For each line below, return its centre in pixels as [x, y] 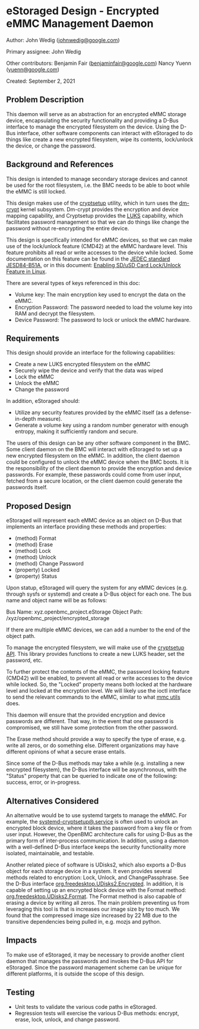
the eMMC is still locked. [36, 191]
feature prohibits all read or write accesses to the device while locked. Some [100, 252]
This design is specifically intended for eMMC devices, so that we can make [99, 240]
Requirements [33, 338]
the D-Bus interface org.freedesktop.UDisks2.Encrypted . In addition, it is [95, 884]
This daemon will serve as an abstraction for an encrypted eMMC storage [96, 114]
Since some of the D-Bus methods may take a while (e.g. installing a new [96, 764]
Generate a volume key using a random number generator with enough [102, 425]
